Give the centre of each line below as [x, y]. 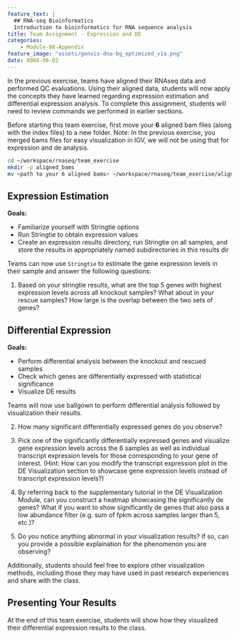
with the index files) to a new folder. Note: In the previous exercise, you [111, 132]
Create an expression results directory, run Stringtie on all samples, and [122, 242]
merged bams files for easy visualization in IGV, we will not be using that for [118, 140]
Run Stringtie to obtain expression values [78, 235]
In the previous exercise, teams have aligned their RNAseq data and [107, 81]
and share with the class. [44, 581]
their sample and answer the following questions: [79, 271]
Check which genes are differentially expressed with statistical [109, 376]
